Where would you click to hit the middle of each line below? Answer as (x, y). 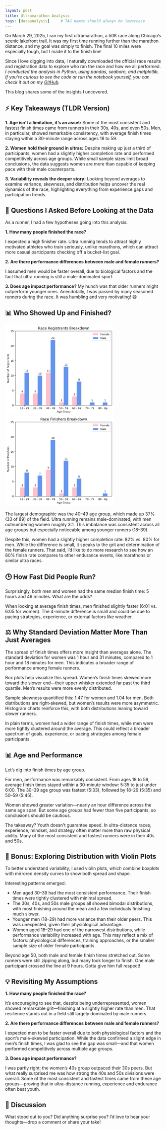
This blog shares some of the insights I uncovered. (57, 92)
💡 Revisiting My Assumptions (52, 981)
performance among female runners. (43, 668)
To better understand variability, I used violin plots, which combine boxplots (82, 868)
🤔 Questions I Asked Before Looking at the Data (80, 210)
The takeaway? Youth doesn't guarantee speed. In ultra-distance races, (78, 825)
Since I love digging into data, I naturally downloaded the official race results (83, 61)
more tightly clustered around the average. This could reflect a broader (78, 728)
